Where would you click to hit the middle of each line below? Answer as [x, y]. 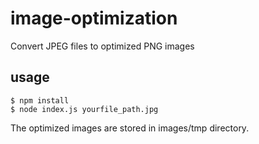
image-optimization [94, 18]
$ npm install [40, 100]
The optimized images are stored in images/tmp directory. [130, 128]
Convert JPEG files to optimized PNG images [102, 46]
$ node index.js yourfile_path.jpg [84, 109]
